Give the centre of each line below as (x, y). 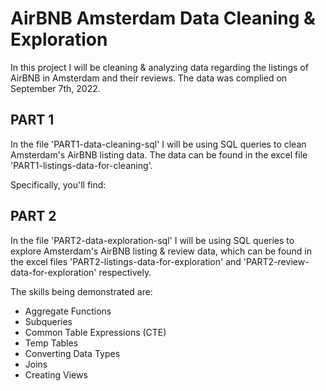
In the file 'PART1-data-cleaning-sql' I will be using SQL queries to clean (158, 144)
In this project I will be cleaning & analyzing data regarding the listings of (159, 67)
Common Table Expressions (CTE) (95, 332)
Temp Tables (51, 343)
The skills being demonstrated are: (81, 291)
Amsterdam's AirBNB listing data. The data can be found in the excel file (159, 154)
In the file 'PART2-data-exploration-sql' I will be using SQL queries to (152, 240)
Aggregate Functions (68, 311)
